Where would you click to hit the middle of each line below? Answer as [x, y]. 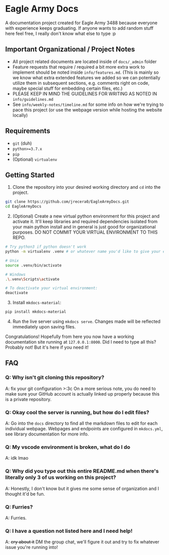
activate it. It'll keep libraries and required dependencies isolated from [85, 221]
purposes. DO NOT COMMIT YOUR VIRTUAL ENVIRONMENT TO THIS [85, 232]
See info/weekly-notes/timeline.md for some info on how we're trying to [88, 104]
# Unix [12, 260]
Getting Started [30, 175]
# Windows [16, 274]
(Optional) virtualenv [35, 159]
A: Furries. [16, 518]
